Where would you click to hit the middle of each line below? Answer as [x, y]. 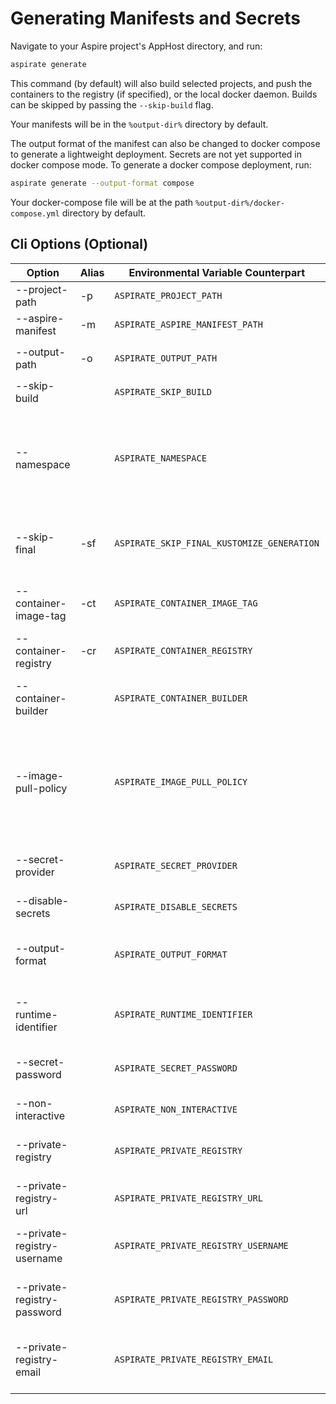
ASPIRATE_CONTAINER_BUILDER [181, 698]
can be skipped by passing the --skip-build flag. [112, 104]
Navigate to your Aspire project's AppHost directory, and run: [136, 46]
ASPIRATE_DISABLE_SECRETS [176, 906]
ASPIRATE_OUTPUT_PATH [166, 358]
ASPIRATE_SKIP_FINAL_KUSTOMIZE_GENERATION [217, 543]
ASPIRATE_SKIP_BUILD [163, 391]
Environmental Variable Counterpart [216, 272]
